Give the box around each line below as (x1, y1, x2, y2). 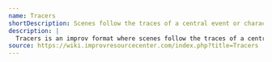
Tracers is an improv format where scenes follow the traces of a (15, 34, 244, 43)
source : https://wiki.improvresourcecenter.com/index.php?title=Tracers (8, 42, 259, 50)
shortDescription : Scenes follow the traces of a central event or (8, 19, 241, 27)
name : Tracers (8, 11, 57, 20)
